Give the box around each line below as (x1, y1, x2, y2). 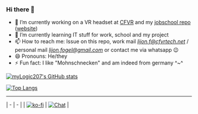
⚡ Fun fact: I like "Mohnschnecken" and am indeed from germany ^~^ (14, 59, 184, 67)
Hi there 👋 (6, 5, 35, 14)
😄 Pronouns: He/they (14, 53, 68, 60)
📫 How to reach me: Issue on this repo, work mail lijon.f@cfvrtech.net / (14, 38, 189, 45)
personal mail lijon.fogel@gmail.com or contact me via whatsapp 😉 (14, 47, 179, 54)
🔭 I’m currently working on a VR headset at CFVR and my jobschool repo (14, 19, 191, 26)
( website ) (14, 25, 38, 32)
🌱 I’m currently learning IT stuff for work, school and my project (14, 31, 169, 38)
